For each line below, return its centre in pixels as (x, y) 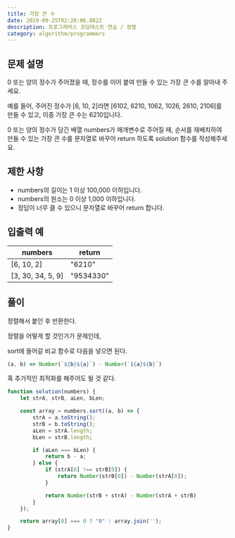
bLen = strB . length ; (63, 437)
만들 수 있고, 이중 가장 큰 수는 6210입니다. (65, 115)
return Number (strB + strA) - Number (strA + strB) (121, 495)
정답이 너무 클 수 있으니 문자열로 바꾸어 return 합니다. (91, 207)
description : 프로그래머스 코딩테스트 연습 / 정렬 (72, 27)
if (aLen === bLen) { (64, 450)
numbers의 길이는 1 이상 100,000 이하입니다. (80, 190)
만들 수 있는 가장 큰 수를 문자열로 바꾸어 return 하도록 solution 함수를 (102, 139)
